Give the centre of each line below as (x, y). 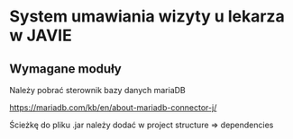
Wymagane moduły (65, 69)
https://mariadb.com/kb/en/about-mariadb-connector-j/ (113, 108)
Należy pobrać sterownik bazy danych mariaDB (98, 90)
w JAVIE (41, 35)
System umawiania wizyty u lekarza (147, 17)
